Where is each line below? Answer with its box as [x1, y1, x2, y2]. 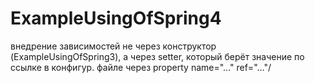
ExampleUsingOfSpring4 [10, 7, 222, 30]
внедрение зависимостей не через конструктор [10, 40, 217, 52]
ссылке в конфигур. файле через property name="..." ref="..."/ [10, 61, 272, 73]
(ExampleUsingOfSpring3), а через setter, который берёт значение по [10, 50, 305, 62]
